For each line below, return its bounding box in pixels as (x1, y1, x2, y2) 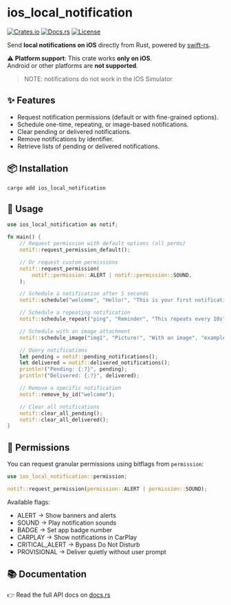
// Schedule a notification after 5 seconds (19, 290, 149, 297)
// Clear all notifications (19, 403, 100, 410)
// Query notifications (19, 347, 88, 354)
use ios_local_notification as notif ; (7, 221, 118, 228)
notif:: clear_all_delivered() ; (19, 416, 109, 423)
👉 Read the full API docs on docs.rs (7, 591, 111, 599)
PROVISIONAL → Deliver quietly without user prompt (16, 547, 166, 556)
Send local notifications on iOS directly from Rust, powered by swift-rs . (7, 41, 211, 49)
